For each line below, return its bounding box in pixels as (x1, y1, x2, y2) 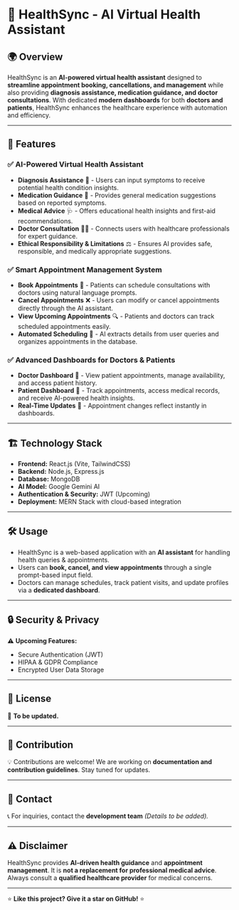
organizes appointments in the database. (17, 337, 138, 346)
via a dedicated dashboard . (17, 586, 100, 594)
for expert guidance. (17, 231, 78, 240)
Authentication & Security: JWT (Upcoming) (17, 490, 151, 499)
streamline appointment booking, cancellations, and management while (7, 81, 224, 89)
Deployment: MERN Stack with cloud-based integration (17, 497, 181, 506)
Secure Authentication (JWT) (17, 650, 104, 659)
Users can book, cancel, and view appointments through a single (17, 563, 212, 571)
